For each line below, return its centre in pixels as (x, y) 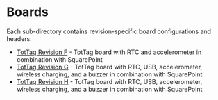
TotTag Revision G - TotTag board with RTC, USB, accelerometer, (109, 67)
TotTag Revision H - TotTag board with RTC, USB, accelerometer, (109, 81)
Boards (28, 12)
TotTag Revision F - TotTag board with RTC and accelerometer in (109, 52)
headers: (19, 38)
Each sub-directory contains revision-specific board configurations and (109, 31)
